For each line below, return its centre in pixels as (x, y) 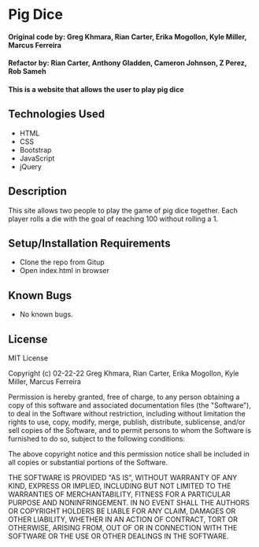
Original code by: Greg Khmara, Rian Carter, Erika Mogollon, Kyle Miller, (128, 36)
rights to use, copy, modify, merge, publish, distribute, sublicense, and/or (127, 422)
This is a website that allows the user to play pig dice (96, 89)
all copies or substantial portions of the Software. (88, 463)
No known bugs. (46, 314)
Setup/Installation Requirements (89, 243)
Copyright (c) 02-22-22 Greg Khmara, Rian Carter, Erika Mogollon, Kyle (124, 373)
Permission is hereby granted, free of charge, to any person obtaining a (124, 397)
